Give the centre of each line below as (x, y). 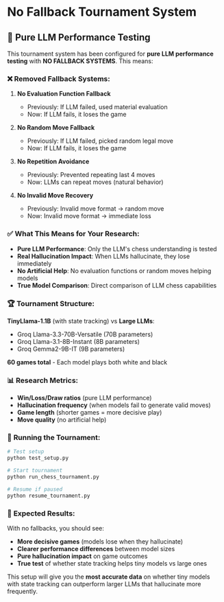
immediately (34, 263)
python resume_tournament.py (49, 496)
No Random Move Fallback (56, 128)
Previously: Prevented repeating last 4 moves (91, 175)
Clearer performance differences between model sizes (96, 549)
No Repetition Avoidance (53, 161)
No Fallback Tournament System (102, 12)
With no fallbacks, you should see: (55, 529)
